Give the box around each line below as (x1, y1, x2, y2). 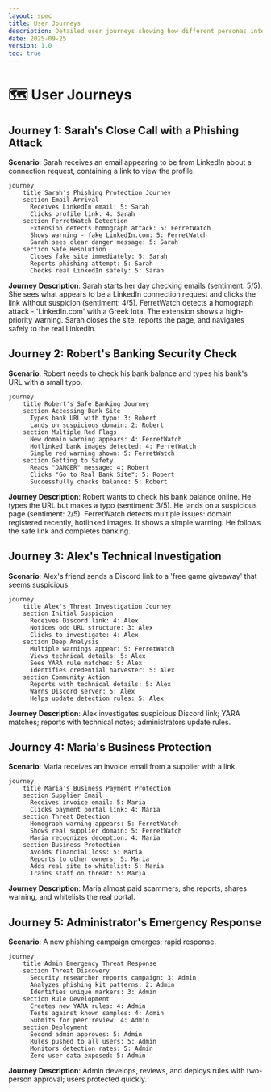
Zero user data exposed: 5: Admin (29, 1052, 147, 1060)
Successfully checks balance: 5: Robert (29, 478, 168, 486)
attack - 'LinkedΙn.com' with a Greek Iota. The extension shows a (8, 306, 224, 316)
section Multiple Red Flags (23, 428, 117, 436)
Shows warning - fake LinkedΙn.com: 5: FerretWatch (29, 231, 207, 239)
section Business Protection (23, 841, 121, 850)
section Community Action (23, 672, 110, 681)
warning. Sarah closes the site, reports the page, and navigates (34, 315, 244, 324)
